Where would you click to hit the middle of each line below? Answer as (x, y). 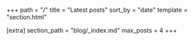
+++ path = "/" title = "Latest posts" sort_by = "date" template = (97, 10)
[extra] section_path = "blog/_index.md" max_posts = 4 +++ (92, 30)
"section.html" (27, 17)
